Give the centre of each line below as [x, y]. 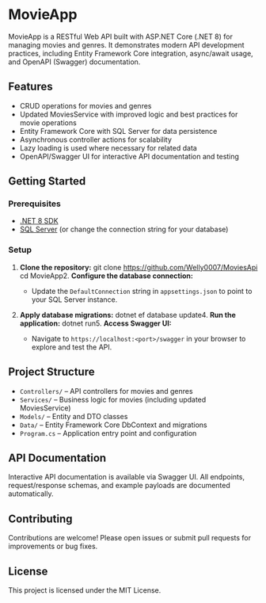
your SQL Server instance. [74, 300]
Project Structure [51, 372]
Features [30, 87]
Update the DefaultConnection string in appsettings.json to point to [142, 291]
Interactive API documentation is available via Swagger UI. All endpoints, [127, 477]
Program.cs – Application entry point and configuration [108, 433]
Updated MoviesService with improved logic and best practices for [129, 114]
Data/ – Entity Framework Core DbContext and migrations [113, 425]
